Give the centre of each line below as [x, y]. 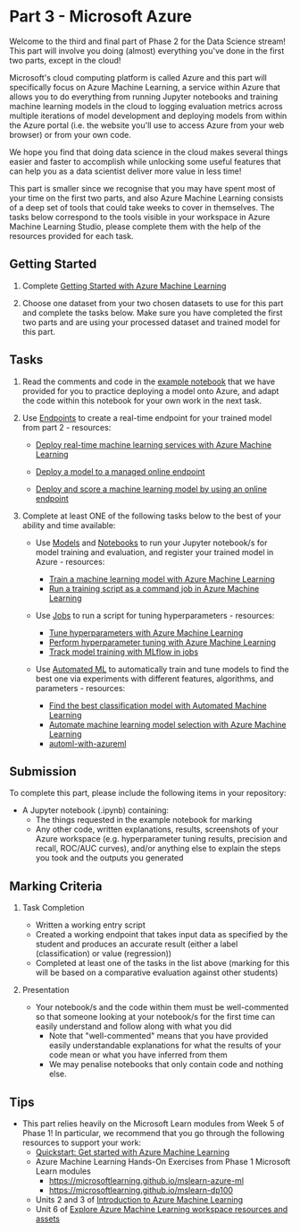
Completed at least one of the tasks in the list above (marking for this [162, 963]
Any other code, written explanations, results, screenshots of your [157, 829]
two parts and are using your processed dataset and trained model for [151, 322]
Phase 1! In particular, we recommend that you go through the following [153, 1133]
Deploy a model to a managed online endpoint [120, 471]
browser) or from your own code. [70, 134]
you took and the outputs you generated [109, 858]
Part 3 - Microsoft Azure [100, 17]
